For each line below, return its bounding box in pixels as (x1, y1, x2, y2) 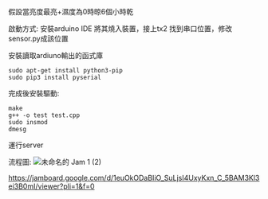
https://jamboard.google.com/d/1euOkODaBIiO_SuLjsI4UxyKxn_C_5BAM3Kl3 (8, 174, 260, 182)
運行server (8, 140, 44, 150)
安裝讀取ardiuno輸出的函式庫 (8, 51, 104, 60)
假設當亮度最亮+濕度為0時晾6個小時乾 (8, 7, 134, 16)
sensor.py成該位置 (8, 34, 69, 43)
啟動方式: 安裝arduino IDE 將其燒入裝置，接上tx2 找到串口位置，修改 (8, 24, 233, 33)
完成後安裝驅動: (8, 88, 60, 98)
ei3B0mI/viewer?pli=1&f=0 (8, 181, 95, 191)
